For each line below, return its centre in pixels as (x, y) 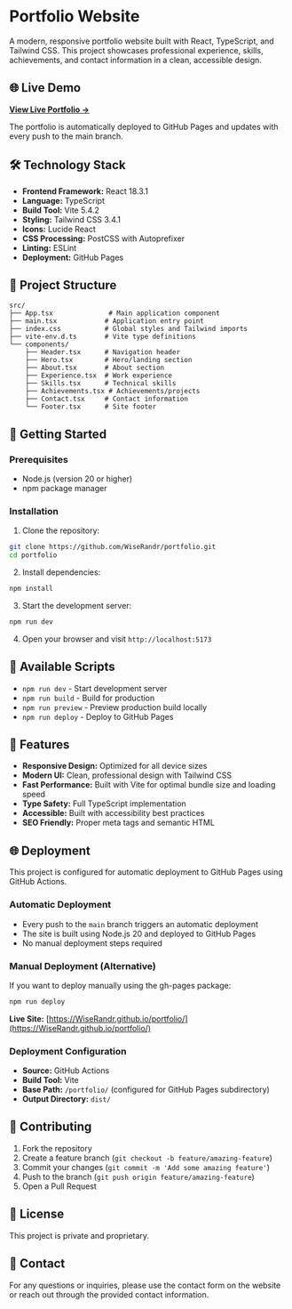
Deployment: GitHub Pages (73, 257)
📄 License (37, 1214)
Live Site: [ (29, 1018)
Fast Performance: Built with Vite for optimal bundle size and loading (149, 785)
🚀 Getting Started (58, 434)
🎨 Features (39, 745)
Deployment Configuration (68, 1051)
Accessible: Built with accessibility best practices (113, 813)
